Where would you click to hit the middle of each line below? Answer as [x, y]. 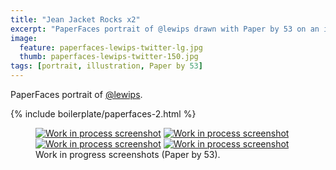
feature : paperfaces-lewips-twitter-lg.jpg [111, 47]
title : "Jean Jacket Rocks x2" [75, 19]
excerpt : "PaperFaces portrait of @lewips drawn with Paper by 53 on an [165, 29]
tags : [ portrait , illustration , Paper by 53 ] [106, 66]
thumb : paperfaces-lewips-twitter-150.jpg [109, 57]
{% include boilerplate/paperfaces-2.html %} [103, 114]
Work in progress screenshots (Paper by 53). [128, 154]
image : [24, 38]
